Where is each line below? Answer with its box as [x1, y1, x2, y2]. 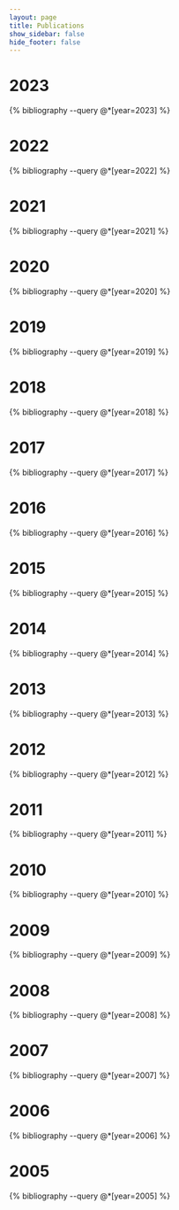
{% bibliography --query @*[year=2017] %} [9, 467, 169, 477]
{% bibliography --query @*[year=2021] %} [9, 226, 169, 237]
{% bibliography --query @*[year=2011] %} [9, 829, 168, 840]
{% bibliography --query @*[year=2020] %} [9, 286, 171, 297]
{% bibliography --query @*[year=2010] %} [9, 889, 169, 900]
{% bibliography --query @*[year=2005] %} [9, 1191, 170, 1201]
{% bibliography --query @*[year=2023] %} [9, 105, 170, 116]
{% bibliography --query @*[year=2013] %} [9, 708, 169, 718]
